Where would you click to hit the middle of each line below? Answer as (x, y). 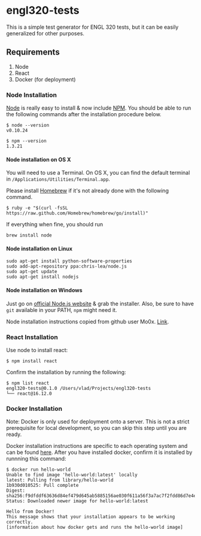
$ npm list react (28, 383)
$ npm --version (26, 141)
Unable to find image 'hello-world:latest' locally (72, 475)
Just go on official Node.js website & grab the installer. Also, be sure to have (100, 304)
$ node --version (28, 125)
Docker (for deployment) (45, 79)
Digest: (16, 491)
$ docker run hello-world (38, 470)
